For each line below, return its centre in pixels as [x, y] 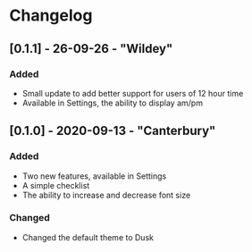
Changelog [51, 16]
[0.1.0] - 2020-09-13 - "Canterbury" [113, 131]
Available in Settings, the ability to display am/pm [113, 103]
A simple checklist [56, 185]
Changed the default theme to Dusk [88, 237]
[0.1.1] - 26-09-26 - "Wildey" [91, 49]
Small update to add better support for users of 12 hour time [133, 93]
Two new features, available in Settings [94, 176]
